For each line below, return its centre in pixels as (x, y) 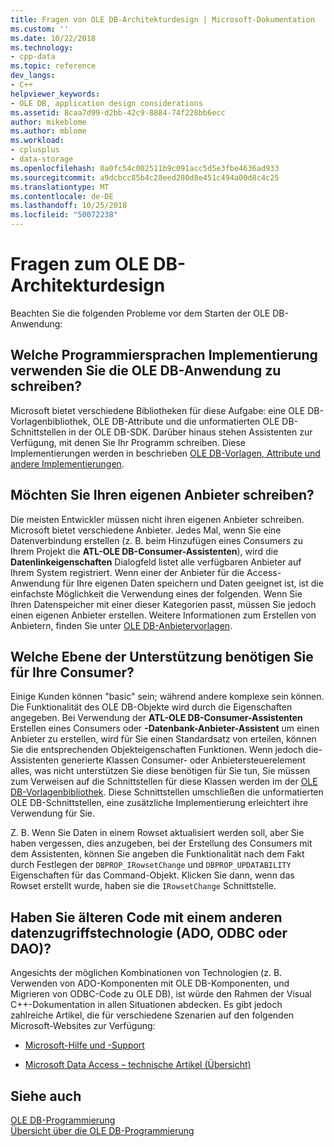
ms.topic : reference (53, 66)
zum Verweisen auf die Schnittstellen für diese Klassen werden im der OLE (164, 782)
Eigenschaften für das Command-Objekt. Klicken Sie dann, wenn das (152, 875)
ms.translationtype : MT (60, 187)
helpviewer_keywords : (55, 94)
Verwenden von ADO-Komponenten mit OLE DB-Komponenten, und (150, 983)
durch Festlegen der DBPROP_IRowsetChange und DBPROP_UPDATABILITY (151, 865)
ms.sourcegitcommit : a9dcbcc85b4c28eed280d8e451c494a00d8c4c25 (145, 177)
